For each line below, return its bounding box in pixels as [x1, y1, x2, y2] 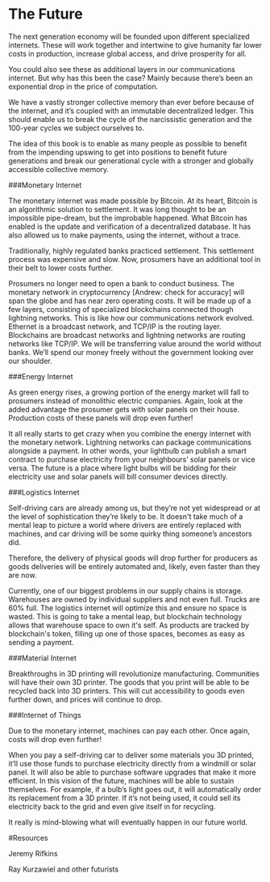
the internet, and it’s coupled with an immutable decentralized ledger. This [8, 106, 255, 116]
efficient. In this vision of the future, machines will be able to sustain [8, 775, 235, 785]
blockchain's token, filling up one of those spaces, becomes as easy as [8, 628, 246, 639]
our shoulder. [8, 356, 52, 365]
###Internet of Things [8, 710, 82, 720]
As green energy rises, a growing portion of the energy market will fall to [8, 387, 250, 397]
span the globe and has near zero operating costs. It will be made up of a [8, 296, 251, 306]
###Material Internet [8, 652, 77, 663]
